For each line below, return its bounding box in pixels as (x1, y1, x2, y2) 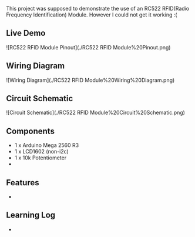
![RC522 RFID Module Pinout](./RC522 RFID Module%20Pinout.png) (6, 44, 171, 51)
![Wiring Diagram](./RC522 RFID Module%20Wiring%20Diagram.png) (6, 76, 175, 84)
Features (6, 178, 39, 188)
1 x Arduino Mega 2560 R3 (14, 142, 79, 149)
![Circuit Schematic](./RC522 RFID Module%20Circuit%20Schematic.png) (6, 109, 185, 116)
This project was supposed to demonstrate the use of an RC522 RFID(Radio (6, 5, 190, 12)
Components (6, 126, 55, 136)
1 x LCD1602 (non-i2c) (14, 148, 69, 155)
